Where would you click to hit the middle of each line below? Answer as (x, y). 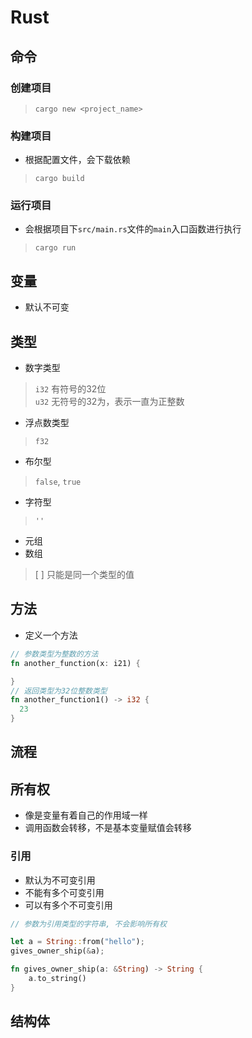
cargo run (55, 248)
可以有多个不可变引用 (68, 905)
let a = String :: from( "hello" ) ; (77, 942)
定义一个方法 (51, 635)
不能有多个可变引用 (64, 892)
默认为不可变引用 (60, 880)
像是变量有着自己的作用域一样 (86, 815)
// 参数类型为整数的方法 (54, 654)
